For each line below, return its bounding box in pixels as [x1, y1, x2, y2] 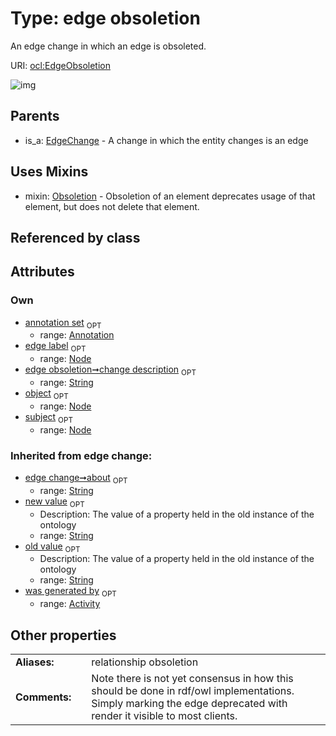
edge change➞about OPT [24, 471, 128, 486]
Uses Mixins [10, 163, 89, 181]
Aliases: [15, 655, 55, 669]
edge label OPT [24, 340, 87, 354]
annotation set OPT [24, 316, 102, 331]
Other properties [10, 627, 117, 644]
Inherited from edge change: [10, 448, 153, 462]
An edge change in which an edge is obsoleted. [10, 40, 207, 52]
